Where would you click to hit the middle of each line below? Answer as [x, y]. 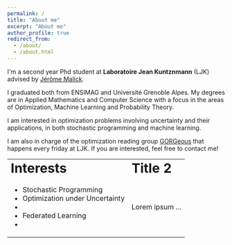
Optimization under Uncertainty [74, 198]
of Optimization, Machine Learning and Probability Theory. [91, 107]
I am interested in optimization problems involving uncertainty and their [109, 120]
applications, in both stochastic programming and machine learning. [104, 128]
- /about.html [34, 52]
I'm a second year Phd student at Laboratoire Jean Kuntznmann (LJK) [108, 71]
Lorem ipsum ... [156, 206]
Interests [39, 168]
